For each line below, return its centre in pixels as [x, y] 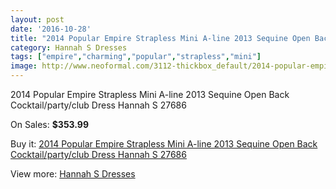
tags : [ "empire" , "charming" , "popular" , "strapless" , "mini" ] [136, 57]
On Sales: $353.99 [50, 124]
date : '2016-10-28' [51, 29]
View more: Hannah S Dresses [73, 174]
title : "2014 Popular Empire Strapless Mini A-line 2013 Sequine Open [160, 38]
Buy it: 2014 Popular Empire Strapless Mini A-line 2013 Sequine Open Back [164, 144]
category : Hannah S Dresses [69, 47]
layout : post [37, 19]
